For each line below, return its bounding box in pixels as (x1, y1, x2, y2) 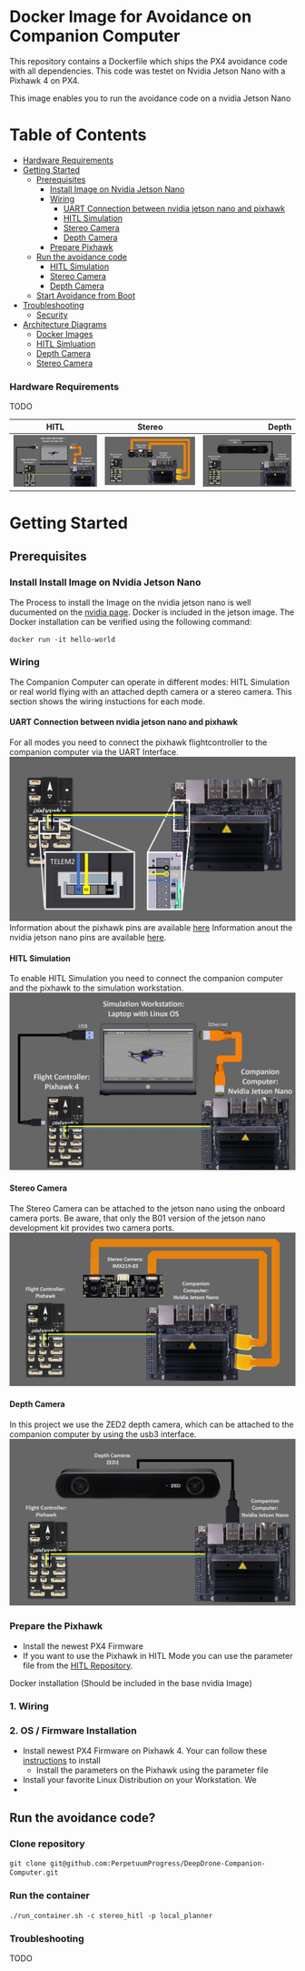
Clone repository (9, 1837, 85, 1850)
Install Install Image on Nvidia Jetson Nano (9, 576, 202, 588)
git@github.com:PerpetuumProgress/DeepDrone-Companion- (49, 1859, 266, 1868)
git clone (9, 1859, 47, 1868)
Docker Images (35, 328, 93, 339)
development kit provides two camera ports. (9, 1222, 175, 1233)
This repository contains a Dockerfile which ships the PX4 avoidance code (9, 55, 288, 66)
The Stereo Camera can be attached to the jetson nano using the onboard (9, 1202, 286, 1213)
